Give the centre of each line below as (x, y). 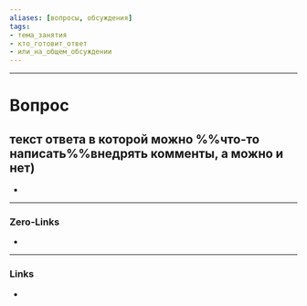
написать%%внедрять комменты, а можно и (147, 153)
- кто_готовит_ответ (49, 43)
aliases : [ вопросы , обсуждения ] (71, 18)
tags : (20, 26)
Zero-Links (35, 222)
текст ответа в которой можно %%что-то (135, 139)
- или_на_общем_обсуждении (61, 52)
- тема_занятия (38, 35)
